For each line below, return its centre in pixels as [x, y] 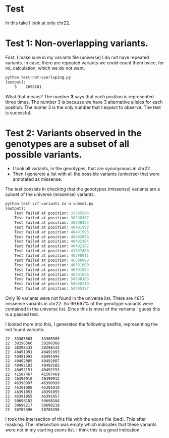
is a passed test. [22, 314]
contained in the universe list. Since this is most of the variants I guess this [83, 309]
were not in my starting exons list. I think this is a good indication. [73, 430]
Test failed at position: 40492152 [52, 246]
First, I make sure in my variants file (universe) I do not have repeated [77, 57]
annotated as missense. [37, 179]
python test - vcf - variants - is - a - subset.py [49, 204]
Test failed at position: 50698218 [52, 284]
